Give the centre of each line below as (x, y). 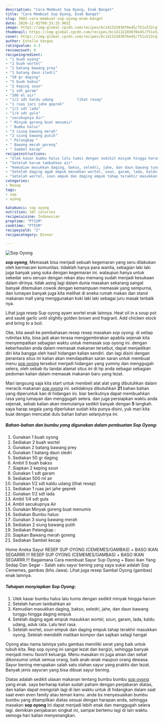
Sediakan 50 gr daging (35, 458)
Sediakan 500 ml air (32, 479)
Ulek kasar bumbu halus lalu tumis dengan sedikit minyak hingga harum (84, 599)
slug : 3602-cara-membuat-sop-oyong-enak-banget (54, 18)
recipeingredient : (24, 55)
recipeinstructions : (26, 154)
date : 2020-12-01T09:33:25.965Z (38, 23)
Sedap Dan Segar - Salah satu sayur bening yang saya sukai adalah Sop (77, 565)
